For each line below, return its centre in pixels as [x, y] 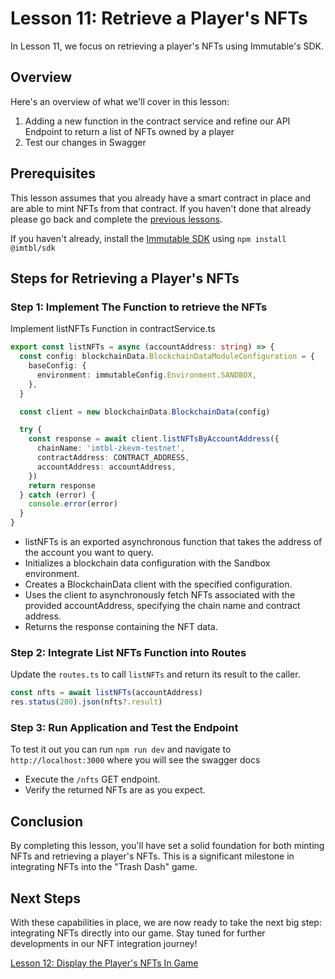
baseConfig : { [57, 366]
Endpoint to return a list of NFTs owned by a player [129, 131]
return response [62, 485]
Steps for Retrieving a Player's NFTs [125, 278]
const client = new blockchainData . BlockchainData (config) [145, 412]
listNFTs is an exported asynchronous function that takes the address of [173, 541]
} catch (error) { [58, 495]
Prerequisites [53, 173]
